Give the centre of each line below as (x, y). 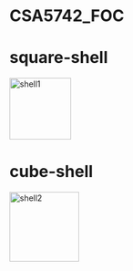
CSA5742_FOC (67, 16)
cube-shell (51, 172)
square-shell (59, 58)
